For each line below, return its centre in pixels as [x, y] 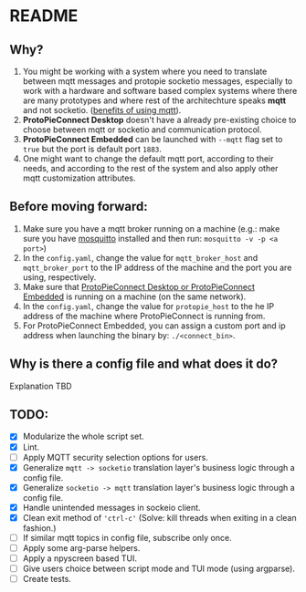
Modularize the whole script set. [83, 436]
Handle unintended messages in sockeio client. [111, 507]
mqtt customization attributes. [79, 178]
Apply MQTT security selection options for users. [115, 457]
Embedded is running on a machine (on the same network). [134, 296]
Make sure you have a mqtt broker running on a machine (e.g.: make [151, 228]
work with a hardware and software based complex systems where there [160, 91]
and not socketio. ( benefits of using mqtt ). [102, 110]
